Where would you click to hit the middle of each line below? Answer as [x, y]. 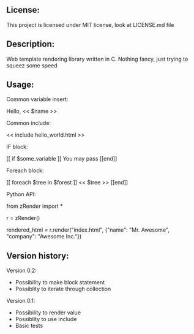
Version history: [38, 256]
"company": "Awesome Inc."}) [44, 237]
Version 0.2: [21, 271]
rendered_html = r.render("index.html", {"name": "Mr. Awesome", [88, 230]
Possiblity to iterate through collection [63, 289]
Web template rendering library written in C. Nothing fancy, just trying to [97, 59]
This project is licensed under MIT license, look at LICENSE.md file [90, 25]
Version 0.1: [21, 301]
